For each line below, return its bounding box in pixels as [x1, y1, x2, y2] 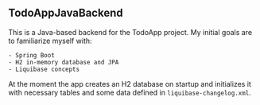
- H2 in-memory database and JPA [8, 58, 119, 66]
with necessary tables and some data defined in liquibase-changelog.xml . [8, 87, 252, 97]
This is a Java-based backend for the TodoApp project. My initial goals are [8, 27, 253, 37]
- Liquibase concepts [8, 65, 80, 73]
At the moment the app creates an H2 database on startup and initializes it [8, 79, 252, 88]
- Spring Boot [8, 51, 56, 59]
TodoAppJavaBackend [8, 6, 123, 20]
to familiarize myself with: [8, 36, 93, 45]
